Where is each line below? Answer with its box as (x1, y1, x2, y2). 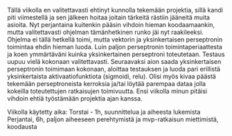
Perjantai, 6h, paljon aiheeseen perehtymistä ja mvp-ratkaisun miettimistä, (7, 115, 219, 124)
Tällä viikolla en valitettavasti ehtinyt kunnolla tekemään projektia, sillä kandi (7, 6, 224, 14)
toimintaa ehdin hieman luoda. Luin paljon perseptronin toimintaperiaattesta (7, 43, 223, 51)
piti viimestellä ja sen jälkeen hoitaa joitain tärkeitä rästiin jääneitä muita (7, 13, 210, 22)
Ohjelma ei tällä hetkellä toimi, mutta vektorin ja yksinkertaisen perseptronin (7, 35, 223, 44)
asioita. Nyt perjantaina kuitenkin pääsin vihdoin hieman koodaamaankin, (7, 21, 215, 28)
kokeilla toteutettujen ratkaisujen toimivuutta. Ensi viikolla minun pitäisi (7, 87, 208, 95)
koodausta (7, 123, 37, 130)
